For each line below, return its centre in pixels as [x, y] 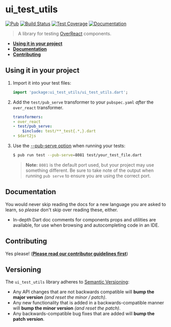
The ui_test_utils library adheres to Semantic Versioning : [67, 282]
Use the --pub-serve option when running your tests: [69, 146]
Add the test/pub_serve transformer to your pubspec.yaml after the [83, 102]
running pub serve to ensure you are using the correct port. [88, 176]
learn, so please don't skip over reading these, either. [62, 210]
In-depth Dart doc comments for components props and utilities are [84, 219]
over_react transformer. [38, 107]
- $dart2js [24, 136]
